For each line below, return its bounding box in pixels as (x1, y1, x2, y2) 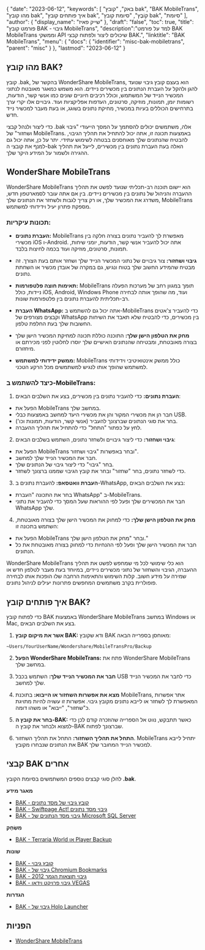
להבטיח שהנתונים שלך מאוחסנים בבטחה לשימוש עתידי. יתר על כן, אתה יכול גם (6, 136, 188, 143)
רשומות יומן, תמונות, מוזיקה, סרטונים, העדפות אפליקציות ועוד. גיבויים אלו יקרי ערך (6, 98, 194, 105)
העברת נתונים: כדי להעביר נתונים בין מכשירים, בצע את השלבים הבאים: (15, 392, 181, 400)
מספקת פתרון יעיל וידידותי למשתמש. (6, 203, 91, 210)
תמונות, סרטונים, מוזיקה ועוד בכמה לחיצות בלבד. (15, 245, 129, 252)
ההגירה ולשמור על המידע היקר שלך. (6, 149, 89, 156)
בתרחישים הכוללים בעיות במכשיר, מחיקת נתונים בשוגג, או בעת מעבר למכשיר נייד (6, 104, 194, 112)
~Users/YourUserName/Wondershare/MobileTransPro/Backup (6, 644, 152, 650)
